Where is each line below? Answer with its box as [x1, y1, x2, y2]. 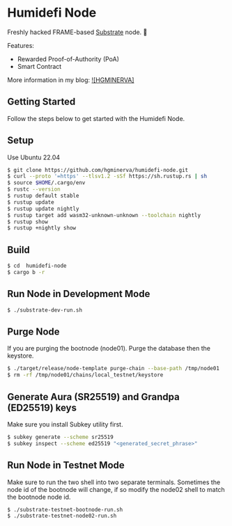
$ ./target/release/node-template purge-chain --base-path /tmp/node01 [7, 365, 219, 372]
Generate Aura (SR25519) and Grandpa [7, 391, 180, 403]
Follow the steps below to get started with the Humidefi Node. [7, 114, 185, 122]
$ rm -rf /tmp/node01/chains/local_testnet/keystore [7, 372, 164, 378]
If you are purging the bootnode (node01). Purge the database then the [7, 344, 211, 353]
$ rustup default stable [7, 193, 79, 200]
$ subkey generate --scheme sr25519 [7, 433, 114, 440]
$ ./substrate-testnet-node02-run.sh [7, 513, 117, 520]
